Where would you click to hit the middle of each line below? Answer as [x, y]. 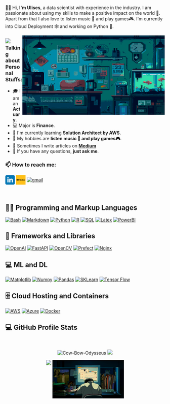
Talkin [13, 48]
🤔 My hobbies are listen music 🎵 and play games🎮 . [67, 139]
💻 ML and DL [27, 265]
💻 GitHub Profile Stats [41, 328]
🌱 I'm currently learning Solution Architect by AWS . [67, 133]
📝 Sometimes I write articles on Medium [54, 146]
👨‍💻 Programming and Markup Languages [71, 208]
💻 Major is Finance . [34, 126]
